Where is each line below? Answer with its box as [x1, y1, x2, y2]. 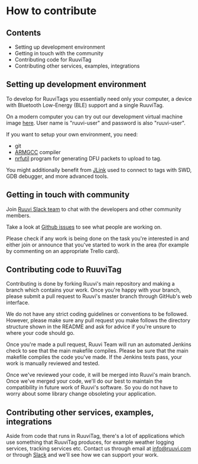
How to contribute [6, 4, 97, 18]
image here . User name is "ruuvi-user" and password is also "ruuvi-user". [6, 119, 186, 126]
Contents [6, 28, 41, 38]
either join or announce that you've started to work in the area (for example [6, 241, 189, 248]
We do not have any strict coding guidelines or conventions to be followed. [6, 311, 189, 318]
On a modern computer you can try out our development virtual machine [6, 113, 183, 120]
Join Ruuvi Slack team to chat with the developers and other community [6, 206, 181, 213]
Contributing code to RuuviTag [6, 265, 122, 275]
